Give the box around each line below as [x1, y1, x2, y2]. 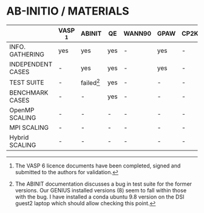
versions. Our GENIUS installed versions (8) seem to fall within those [15, 187, 187, 194]
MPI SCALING [9, 123, 49, 132]
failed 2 [81, 77, 100, 87]
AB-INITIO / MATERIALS [6, 4, 129, 18]
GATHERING [9, 50, 44, 58]
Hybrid [9, 134, 29, 142]
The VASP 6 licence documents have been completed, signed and [15, 162, 181, 169]
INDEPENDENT [9, 59, 53, 68]
